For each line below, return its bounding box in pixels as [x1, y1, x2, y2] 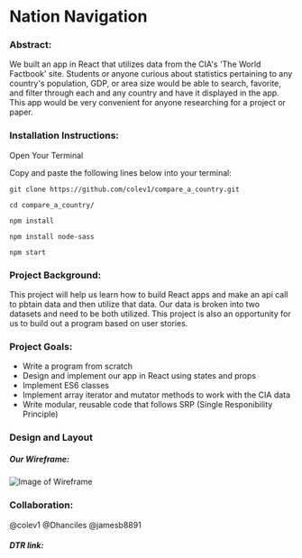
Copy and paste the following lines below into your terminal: [9, 167, 232, 178]
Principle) [22, 408, 59, 420]
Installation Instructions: [9, 129, 120, 142]
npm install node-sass [9, 232, 95, 241]
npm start [9, 248, 47, 257]
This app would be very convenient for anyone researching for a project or [9, 97, 287, 108]
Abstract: [9, 39, 52, 51]
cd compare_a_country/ [9, 200, 95, 209]
